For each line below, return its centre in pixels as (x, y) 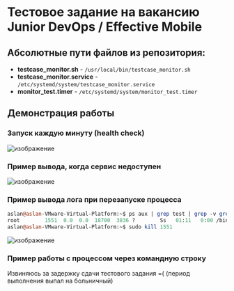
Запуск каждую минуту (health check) (76, 133)
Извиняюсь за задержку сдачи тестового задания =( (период (99, 274)
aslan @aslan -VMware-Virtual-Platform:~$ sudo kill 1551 (90, 227)
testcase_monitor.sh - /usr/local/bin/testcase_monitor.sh (104, 69)
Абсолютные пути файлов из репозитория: (106, 53)
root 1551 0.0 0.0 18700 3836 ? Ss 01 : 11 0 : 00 (110, 221)
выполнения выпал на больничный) (60, 281)
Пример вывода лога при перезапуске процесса (95, 199)
